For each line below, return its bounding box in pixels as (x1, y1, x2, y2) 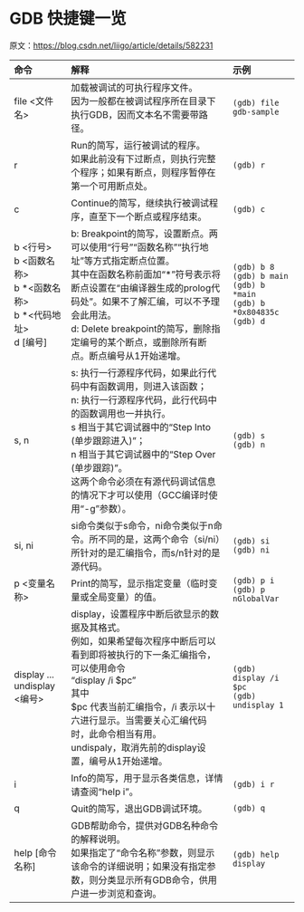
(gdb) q (232, 802, 266, 813)
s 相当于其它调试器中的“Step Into (71, 420, 211, 433)
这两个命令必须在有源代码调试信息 (71, 475, 216, 487)
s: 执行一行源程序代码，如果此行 (71, 366, 208, 379)
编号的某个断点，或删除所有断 (80, 336, 207, 349)
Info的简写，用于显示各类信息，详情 (71, 772, 223, 784)
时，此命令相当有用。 (71, 727, 162, 740)
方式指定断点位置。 (92, 254, 175, 267)
